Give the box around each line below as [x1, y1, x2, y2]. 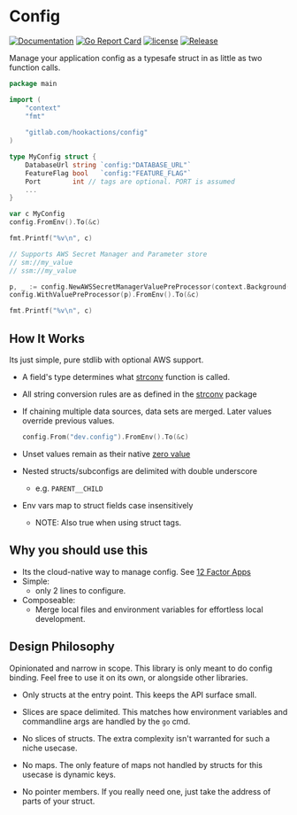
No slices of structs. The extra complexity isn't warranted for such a [21, 733, 270, 743]
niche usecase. [21, 742, 78, 753]
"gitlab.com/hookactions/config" [25, 128, 148, 137]
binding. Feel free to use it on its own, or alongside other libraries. [9, 671, 248, 683]
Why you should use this [9, 543, 148, 558]
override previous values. [21, 415, 115, 426]
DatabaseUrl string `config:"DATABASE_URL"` [25, 160, 192, 169]
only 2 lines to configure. [34, 585, 126, 595]
